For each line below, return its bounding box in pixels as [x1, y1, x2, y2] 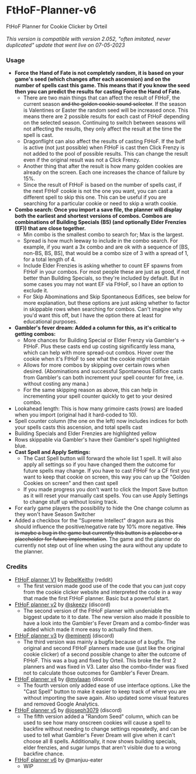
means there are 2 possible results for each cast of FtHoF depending [23, 113, 190, 120]
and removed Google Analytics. [23, 700, 99, 707]
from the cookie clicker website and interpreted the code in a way [23, 589, 182, 596]
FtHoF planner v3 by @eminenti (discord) [14, 632, 115, 639]
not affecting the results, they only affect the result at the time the [23, 125, 182, 132]
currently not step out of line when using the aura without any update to [14, 542, 188, 549]
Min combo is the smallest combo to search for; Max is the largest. [23, 231, 184, 238]
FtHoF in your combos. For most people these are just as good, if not [23, 269, 190, 276]
